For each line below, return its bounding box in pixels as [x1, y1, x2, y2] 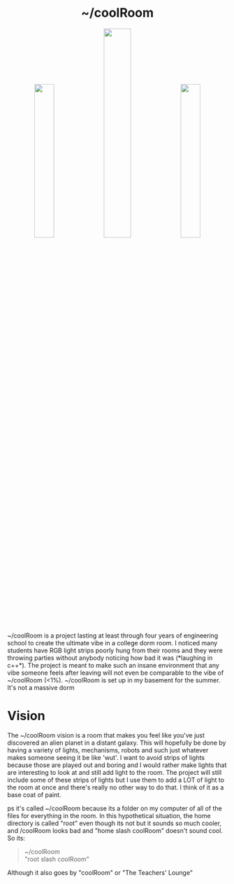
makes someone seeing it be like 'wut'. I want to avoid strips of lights [7, 753, 205, 762]
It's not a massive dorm [7, 683, 75, 692]
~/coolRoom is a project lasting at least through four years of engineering [7, 631, 219, 640]
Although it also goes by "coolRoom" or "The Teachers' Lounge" [7, 868, 193, 876]
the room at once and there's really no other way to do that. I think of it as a [7, 783, 224, 792]
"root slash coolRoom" [24, 855, 89, 863]
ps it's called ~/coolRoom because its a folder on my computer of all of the [7, 804, 222, 813]
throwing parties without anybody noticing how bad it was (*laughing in [7, 653, 213, 662]
